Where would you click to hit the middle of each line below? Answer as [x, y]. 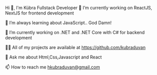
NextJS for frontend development [40, 13]
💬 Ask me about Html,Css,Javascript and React [54, 57]
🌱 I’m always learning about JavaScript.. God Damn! [59, 23]
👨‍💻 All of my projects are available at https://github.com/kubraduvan [76, 47]
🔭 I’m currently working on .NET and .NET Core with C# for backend [75, 32]
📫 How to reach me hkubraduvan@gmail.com [53, 67]
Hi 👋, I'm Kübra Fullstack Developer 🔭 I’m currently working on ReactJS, [79, 8]
